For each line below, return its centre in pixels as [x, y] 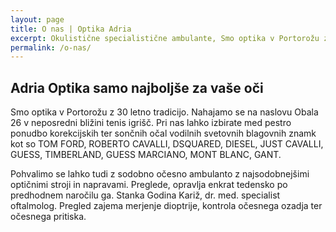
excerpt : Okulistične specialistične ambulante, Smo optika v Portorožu [165, 38]
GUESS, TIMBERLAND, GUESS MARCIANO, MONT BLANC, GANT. [146, 155]
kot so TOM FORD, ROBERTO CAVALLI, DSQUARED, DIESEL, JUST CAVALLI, [167, 144]
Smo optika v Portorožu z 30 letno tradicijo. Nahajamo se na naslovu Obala [164, 112]
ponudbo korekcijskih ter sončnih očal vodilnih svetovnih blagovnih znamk [163, 133]
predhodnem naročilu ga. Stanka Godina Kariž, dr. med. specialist [145, 195]
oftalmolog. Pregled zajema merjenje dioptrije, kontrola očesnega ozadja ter [166, 206]
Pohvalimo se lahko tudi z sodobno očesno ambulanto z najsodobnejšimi [160, 174]
